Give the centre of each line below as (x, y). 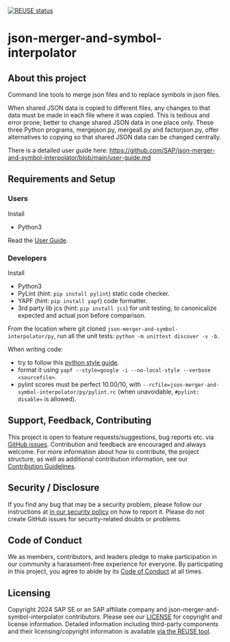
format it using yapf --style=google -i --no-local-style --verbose (114, 370)
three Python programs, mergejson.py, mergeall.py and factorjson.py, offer (113, 130)
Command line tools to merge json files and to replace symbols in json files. (114, 95)
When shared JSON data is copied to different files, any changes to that (109, 108)
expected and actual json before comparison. (82, 315)
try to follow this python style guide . (68, 362)
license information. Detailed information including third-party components (113, 624)
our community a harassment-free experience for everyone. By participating (115, 564)
